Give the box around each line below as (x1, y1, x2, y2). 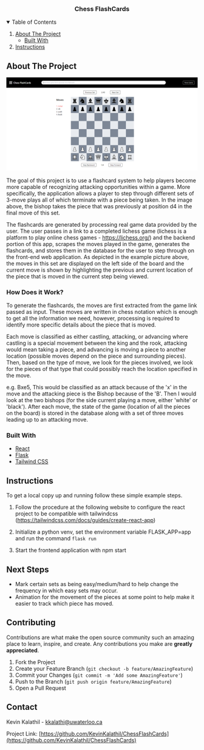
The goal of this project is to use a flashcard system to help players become (6, 177, 196, 184)
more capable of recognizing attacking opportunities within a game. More (6, 183, 191, 190)
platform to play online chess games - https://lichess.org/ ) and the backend (6, 233, 195, 241)
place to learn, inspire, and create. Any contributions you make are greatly (6, 640, 193, 647)
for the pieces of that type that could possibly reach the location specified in (6, 366, 198, 373)
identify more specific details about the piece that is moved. (6, 321, 157, 328)
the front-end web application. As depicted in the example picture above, (6, 253, 189, 260)
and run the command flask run (15, 535, 97, 542)
